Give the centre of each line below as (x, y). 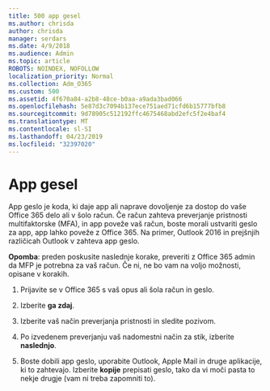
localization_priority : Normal (61, 76)
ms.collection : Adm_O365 (50, 84)
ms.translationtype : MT (49, 122)
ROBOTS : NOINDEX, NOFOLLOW (54, 69)
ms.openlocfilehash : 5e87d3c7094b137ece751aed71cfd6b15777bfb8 (117, 106)
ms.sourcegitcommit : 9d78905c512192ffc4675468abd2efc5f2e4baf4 (117, 114)
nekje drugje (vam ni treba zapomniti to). (88, 379)
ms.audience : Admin (41, 54)
